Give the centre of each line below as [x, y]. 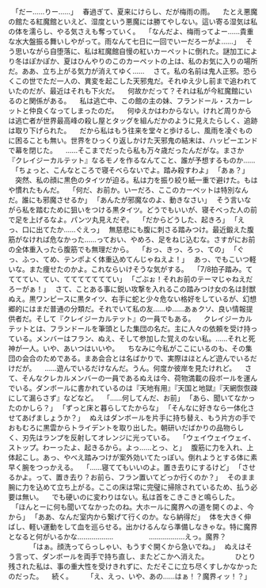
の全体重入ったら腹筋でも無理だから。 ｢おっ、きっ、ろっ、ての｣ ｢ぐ [126, 249]
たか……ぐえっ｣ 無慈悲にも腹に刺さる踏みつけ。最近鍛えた [148, 229]
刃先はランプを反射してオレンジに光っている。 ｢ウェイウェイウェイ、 [139, 437]
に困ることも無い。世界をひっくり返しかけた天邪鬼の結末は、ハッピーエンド [133, 140]
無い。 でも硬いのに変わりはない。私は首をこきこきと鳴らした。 [130, 497]
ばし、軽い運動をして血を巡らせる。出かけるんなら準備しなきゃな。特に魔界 [133, 527]
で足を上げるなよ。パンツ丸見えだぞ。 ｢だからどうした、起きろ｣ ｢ [123, 220]
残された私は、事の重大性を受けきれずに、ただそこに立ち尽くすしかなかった [133, 566]
